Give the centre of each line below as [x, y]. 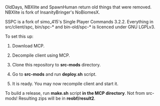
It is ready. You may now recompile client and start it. [65, 84]
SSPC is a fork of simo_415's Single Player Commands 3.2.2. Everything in [79, 22]
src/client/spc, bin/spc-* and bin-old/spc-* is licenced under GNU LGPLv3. [80, 27]
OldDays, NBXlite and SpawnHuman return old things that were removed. [78, 7]
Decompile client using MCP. [41, 55]
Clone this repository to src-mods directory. [56, 65]
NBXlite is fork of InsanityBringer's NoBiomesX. [53, 12]
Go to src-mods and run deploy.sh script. [54, 74]
